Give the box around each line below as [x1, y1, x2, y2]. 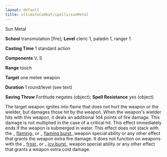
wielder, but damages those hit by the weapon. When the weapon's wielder [5, 109, 162, 115]
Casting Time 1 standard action [5, 45, 70, 51]
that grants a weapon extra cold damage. [5, 146, 91, 152]
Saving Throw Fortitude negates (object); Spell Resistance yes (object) [5, 94, 154, 100]
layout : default [5, 7, 39, 13]
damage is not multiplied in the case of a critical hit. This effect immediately [5, 119, 162, 125]
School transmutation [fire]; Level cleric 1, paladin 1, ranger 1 [5, 36, 131, 42]
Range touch [5, 65, 32, 71]
